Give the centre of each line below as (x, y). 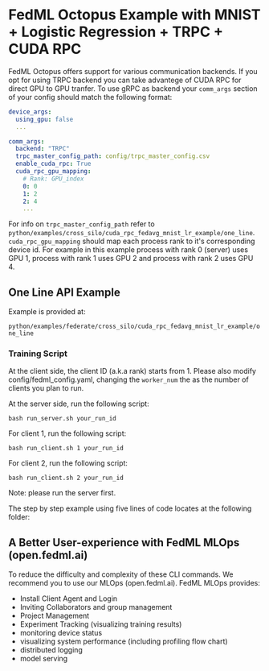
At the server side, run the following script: (79, 404)
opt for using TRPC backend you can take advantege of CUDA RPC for (125, 80)
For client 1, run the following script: (67, 433)
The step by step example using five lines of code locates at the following (130, 508)
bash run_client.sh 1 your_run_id (66, 449)
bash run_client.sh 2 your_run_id (66, 478)
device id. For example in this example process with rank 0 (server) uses (128, 250)
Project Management (55, 616)
